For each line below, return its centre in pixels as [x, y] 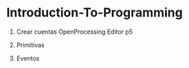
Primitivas [31, 45]
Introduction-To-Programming [94, 13]
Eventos [28, 58]
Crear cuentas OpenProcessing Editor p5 [75, 32]
